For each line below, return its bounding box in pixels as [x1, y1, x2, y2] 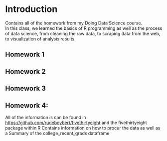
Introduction [5, 3, 58, 15]
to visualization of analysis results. [5, 36, 76, 42]
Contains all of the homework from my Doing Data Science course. [5, 20, 143, 26]
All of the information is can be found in [5, 114, 86, 120]
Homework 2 [5, 67, 46, 76]
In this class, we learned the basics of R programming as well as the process [5, 25, 163, 31]
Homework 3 [5, 84, 46, 93]
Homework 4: [5, 101, 48, 110]
